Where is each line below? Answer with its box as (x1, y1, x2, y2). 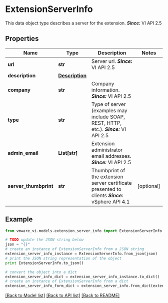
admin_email (7, 149, 38, 156)
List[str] (58, 149, 78, 156)
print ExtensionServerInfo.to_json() (5, 261, 84, 266)
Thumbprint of (91, 167, 125, 174)
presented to (91, 186, 121, 193)
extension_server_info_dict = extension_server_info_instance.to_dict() (5, 274, 160, 279)
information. (91, 86, 120, 93)
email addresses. (91, 152, 131, 159)
